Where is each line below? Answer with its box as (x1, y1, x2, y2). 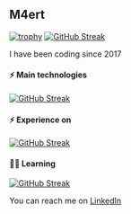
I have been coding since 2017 (9, 49, 122, 59)
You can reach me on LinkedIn (9, 195, 122, 206)
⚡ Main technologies (9, 69, 88, 80)
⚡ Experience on (9, 114, 72, 125)
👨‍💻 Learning (9, 157, 57, 169)
